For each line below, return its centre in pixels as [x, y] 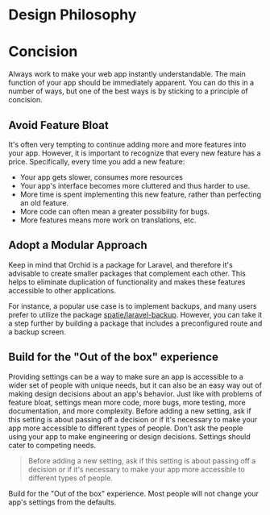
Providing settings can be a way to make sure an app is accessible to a [126, 376]
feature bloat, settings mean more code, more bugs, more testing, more [127, 402]
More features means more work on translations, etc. [108, 220]
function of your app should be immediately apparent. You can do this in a [131, 83]
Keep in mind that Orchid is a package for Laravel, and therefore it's [121, 264]
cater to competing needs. [52, 445]
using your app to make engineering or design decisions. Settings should [130, 436]
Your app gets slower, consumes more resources [101, 177]
